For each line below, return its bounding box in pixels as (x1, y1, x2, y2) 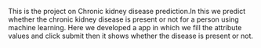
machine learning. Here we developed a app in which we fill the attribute (8, 23, 242, 32)
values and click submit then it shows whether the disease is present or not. (8, 31, 253, 40)
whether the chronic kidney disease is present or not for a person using (8, 15, 239, 24)
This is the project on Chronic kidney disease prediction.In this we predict (8, 7, 246, 15)
